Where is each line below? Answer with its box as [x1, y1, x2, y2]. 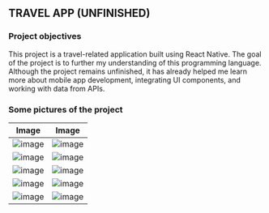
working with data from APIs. [8, 83, 105, 93]
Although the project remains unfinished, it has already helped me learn [8, 66, 248, 76]
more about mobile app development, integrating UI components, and [8, 75, 241, 84]
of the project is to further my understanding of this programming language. [8, 58, 262, 67]
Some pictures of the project [8, 104, 123, 115]
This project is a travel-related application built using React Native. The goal [8, 49, 262, 59]
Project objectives [8, 31, 82, 42]
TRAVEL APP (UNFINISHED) [8, 6, 151, 20]
